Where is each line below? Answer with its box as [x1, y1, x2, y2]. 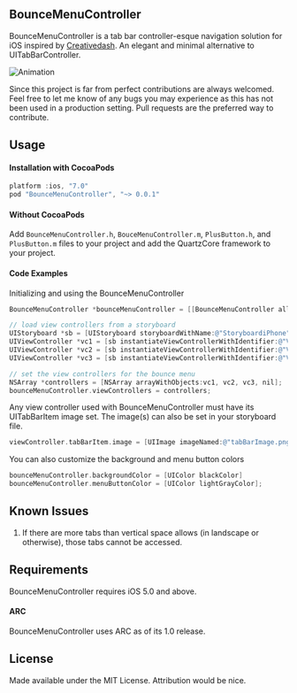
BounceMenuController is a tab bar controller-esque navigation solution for [9, 30, 283, 41]
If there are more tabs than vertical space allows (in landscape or [21, 527, 259, 538]
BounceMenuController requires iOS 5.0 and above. [9, 586, 197, 597]
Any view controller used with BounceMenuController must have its [9, 402, 255, 412]
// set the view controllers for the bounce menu [9, 369, 196, 379]
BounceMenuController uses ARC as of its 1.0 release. [9, 626, 206, 636]
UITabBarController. [9, 49, 81, 60]
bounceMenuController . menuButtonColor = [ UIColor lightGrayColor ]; [9, 480, 263, 489]
